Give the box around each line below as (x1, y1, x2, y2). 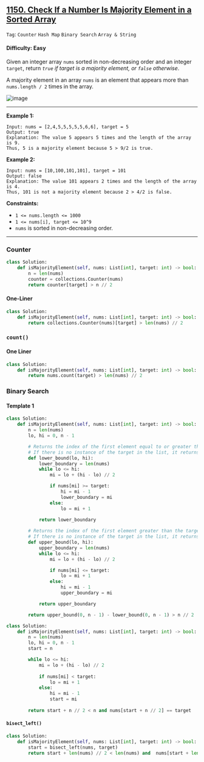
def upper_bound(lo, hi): (28, 539, 94, 546)
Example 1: (6, 112, 35, 119)
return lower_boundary (38, 517, 97, 523)
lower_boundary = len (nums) (38, 460, 110, 467)
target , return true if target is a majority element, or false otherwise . (6, 65, 180, 72)
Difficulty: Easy (6, 44, 47, 52)
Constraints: (6, 200, 39, 207)
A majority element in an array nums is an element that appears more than (6, 76, 189, 84)
